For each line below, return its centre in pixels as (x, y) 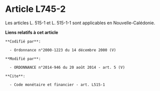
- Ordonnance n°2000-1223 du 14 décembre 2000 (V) (63, 50)
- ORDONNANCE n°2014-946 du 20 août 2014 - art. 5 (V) (67, 67)
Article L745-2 (35, 9)
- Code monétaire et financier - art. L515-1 (57, 85)
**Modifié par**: (23, 59)
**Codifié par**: (23, 41)
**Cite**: (15, 76)
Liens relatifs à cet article (32, 32)
